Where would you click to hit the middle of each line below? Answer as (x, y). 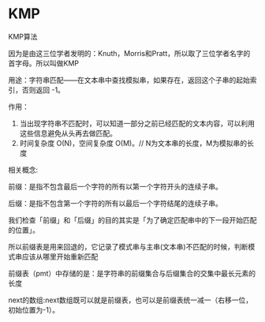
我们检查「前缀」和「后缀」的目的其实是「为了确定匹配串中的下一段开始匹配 (132, 220)
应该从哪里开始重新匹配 (60, 256)
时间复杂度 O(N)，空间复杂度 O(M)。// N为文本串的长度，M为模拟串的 (133, 143)
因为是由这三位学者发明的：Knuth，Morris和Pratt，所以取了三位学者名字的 (129, 53)
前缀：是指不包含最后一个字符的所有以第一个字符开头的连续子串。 (115, 186)
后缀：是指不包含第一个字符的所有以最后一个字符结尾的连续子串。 (115, 203)
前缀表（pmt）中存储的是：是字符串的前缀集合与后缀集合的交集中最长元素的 (132, 273)
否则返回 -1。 (43, 90)
